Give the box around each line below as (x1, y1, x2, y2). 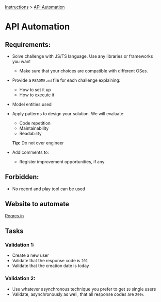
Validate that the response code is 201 (12, 258, 88, 264)
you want (12, 58, 31, 64)
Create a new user (12, 252, 49, 258)
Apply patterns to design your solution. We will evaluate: (12, 111, 125, 116)
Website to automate (5, 200, 69, 208)
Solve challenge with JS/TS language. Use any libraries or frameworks (12, 53, 153, 59)
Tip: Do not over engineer (12, 140, 64, 145)
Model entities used (12, 102, 52, 107)
